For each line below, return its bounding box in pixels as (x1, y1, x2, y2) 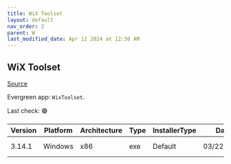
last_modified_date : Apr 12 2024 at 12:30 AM (7, 36, 140, 43)
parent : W (7, 29, 36, 37)
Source (7, 79, 27, 88)
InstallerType (152, 125, 197, 135)
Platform (43, 125, 74, 135)
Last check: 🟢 (7, 106, 48, 114)
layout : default (7, 17, 54, 23)
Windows (43, 141, 74, 151)
